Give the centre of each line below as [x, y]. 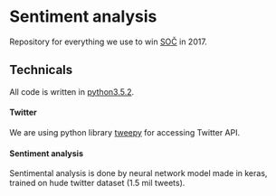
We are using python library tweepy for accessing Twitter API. [125, 132]
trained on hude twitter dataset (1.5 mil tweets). [97, 183]
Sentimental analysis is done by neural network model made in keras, [138, 173]
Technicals [41, 70]
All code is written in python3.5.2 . [72, 91]
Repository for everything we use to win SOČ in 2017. [109, 42]
